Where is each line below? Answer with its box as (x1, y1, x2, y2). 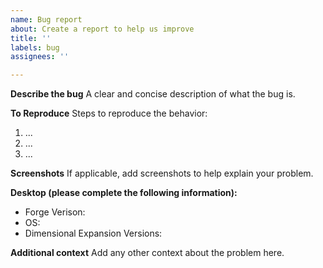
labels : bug (10, 42, 60, 53)
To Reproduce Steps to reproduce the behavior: (10, 107, 208, 120)
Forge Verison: (24, 206, 86, 218)
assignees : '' (10, 52, 70, 62)
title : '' (10, 33, 52, 43)
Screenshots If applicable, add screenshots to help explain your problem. (10, 167, 314, 180)
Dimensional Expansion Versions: (24, 227, 163, 240)
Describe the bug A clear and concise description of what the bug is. (10, 88, 296, 100)
